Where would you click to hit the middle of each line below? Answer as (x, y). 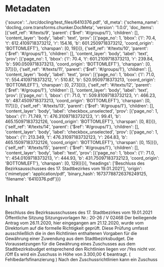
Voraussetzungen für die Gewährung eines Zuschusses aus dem (70, 243)
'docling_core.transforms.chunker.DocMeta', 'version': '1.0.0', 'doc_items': (80, 27)
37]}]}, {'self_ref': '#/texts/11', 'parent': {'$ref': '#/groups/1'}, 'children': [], (79, 69)
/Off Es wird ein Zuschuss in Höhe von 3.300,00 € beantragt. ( (68, 254)
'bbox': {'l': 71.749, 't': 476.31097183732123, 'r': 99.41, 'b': (63, 116)
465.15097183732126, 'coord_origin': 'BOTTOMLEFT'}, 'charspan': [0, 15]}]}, (82, 142)
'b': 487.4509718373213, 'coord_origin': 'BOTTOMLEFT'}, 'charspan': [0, (78, 100)
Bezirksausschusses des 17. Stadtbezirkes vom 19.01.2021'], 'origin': (74, 168)
